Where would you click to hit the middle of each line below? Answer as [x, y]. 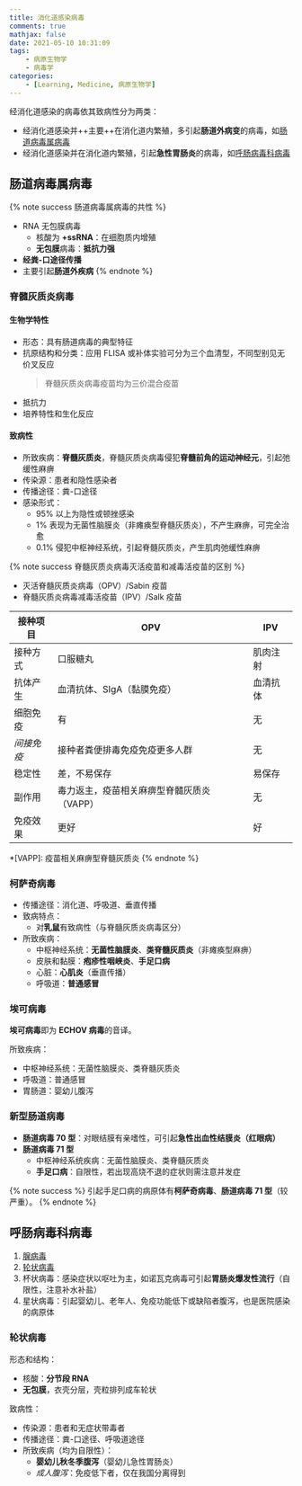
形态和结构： [33, 1359]
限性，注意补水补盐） [62, 1290]
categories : [31, 76]
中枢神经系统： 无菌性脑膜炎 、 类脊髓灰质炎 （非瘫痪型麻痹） [146, 950]
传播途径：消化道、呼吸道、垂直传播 [89, 905]
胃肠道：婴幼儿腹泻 [58, 1091]
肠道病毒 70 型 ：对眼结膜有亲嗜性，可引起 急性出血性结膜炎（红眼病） [151, 1137]
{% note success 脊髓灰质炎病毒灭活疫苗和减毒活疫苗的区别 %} [127, 566]
